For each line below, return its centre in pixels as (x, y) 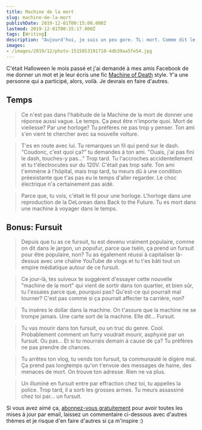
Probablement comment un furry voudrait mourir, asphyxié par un (103, 335)
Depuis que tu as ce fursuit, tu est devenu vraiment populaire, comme (108, 242)
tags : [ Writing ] (27, 34)
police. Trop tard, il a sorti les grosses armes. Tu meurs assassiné (102, 390)
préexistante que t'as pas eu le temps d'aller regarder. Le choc (99, 177)
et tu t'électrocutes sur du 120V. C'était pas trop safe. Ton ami (98, 165)
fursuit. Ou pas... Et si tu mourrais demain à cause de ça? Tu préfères (107, 341)
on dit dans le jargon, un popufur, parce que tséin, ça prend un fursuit (107, 248)
